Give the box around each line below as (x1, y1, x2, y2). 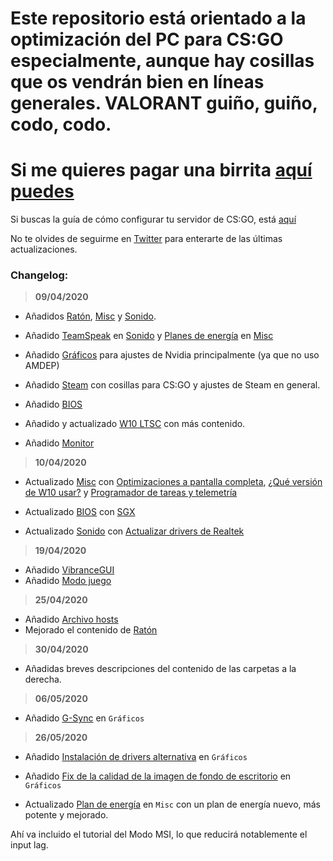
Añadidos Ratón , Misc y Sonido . (24, 310, 157, 322)
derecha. (24, 673, 62, 686)
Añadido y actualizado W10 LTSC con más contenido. (24, 418, 246, 430)
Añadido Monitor (24, 437, 95, 449)
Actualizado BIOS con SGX (24, 506, 136, 518)
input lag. (10, 839, 49, 851)
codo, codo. (10, 113, 112, 136)
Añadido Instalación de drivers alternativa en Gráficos (24, 751, 248, 763)
